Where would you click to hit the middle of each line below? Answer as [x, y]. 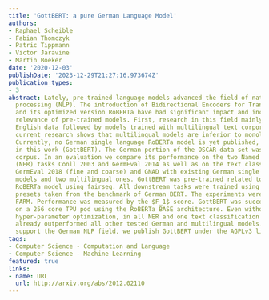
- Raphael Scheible [41, 30]
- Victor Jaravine [39, 53]
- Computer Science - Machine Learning [75, 254]
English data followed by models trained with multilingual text [127, 127]
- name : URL [28, 276]
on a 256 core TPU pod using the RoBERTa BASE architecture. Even [128, 209]
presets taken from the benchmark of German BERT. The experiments [130, 194]
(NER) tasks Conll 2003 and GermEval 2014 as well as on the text [128, 165]
